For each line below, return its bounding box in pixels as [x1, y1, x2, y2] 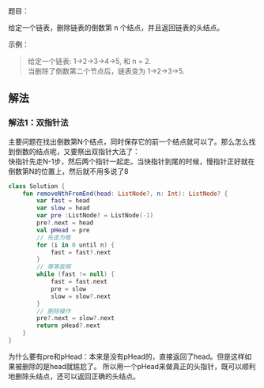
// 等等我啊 [36, 263, 71, 271]
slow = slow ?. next [50, 292, 111, 300]
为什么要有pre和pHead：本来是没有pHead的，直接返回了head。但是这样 [8, 352, 245, 361]
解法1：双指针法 [8, 117, 69, 128]
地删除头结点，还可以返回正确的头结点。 [8, 371, 140, 381]
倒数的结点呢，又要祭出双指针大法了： [14, 146, 140, 156]
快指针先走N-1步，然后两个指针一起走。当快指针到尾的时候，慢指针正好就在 [8, 156, 255, 166]
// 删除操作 [36, 307, 71, 315]
